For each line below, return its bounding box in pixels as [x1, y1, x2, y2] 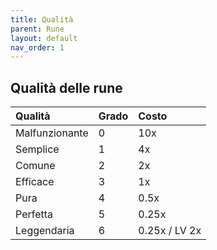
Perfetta [15, 207, 54, 221]
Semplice [15, 142, 60, 156]
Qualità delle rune [10, 79, 123, 96]
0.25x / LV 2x [138, 224, 202, 238]
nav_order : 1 [10, 42, 65, 53]
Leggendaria [15, 224, 75, 238]
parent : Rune [10, 24, 65, 34]
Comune [15, 159, 56, 173]
